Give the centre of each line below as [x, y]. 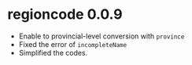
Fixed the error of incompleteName [73, 44]
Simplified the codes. [53, 52]
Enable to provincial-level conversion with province [102, 36]
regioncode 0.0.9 [65, 14]
